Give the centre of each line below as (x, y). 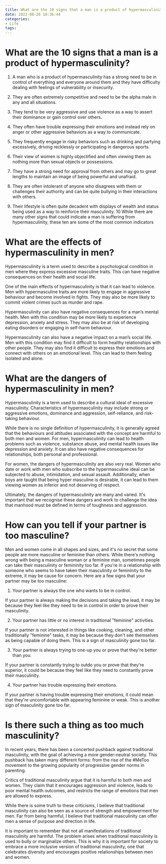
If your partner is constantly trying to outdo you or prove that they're (75, 665)
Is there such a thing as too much (75, 725)
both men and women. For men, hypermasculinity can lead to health (75, 438)
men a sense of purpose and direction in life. (51, 821)
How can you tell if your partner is (76, 525)
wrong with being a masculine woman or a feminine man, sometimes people (83, 560)
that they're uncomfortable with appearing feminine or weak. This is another (83, 700)
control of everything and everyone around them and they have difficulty (86, 82)
